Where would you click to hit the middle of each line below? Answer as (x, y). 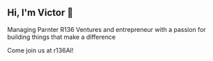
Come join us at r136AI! (41, 50)
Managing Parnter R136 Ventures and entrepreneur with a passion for (107, 29)
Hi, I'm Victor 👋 (40, 13)
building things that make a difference (62, 37)
